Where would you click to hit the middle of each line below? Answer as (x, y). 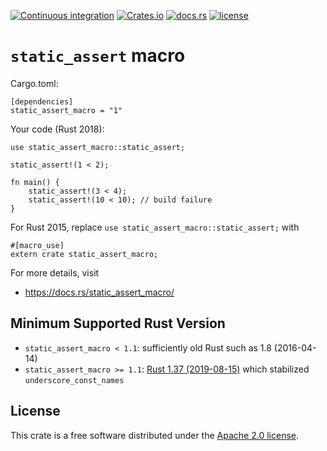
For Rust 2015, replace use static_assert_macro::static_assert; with (155, 227)
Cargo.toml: (34, 83)
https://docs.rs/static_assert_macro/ (99, 292)
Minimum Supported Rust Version (118, 323)
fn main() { (35, 182)
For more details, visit (55, 272)
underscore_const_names (74, 380)
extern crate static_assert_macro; (84, 254)
